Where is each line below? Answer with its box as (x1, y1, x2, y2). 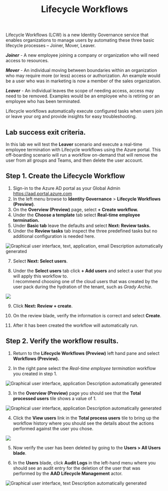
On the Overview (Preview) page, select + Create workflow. (12, 206, 139, 212)
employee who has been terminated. (5, 98, 81, 104)
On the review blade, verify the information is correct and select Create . (12, 312, 161, 318)
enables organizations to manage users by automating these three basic (5, 37, 154, 43)
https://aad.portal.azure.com (12, 190, 72, 196)
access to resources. (5, 58, 49, 64)
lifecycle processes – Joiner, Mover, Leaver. (5, 43, 96, 49)
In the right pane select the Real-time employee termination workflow (12, 365, 156, 371)
